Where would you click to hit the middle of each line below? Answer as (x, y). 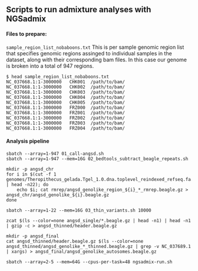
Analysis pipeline (28, 141)
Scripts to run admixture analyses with (79, 10)
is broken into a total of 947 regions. (50, 66)
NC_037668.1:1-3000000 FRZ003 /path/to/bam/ (66, 123)
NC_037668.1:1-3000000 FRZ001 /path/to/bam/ (66, 113)
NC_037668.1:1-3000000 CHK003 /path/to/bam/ (66, 92)
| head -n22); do (27, 184)
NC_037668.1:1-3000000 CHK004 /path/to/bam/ (66, 97)
